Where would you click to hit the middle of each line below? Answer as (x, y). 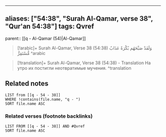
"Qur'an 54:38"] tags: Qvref (50, 26)
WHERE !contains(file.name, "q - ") (43, 99)
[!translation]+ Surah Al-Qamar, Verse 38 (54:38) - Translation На (84, 63)
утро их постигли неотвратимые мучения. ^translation (74, 68)
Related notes (27, 84)
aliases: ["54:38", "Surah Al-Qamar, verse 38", (79, 19)
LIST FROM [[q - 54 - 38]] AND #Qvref (45, 126)
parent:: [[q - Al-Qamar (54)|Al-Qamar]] (45, 38)
